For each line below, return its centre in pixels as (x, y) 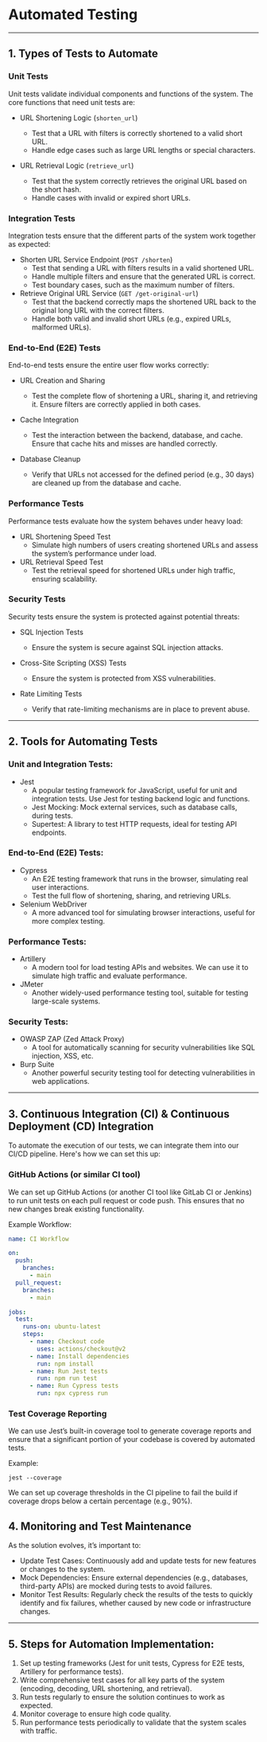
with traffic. (39, 1730)
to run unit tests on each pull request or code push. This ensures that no (126, 1200)
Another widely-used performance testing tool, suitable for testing (140, 993)
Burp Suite (37, 1065)
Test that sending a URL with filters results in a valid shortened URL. (143, 267)
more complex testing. (68, 921)
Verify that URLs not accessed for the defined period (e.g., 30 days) (143, 474)
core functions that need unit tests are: (72, 102)
